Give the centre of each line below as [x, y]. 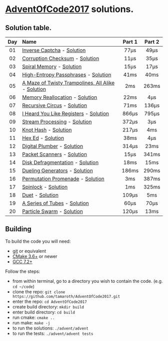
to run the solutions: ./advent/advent [50, 328]
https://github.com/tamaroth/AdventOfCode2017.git [66, 296]
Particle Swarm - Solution [53, 211]
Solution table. [28, 28]
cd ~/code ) [23, 286]
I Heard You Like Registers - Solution [65, 114]
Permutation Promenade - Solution [63, 179]
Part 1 [130, 42]
